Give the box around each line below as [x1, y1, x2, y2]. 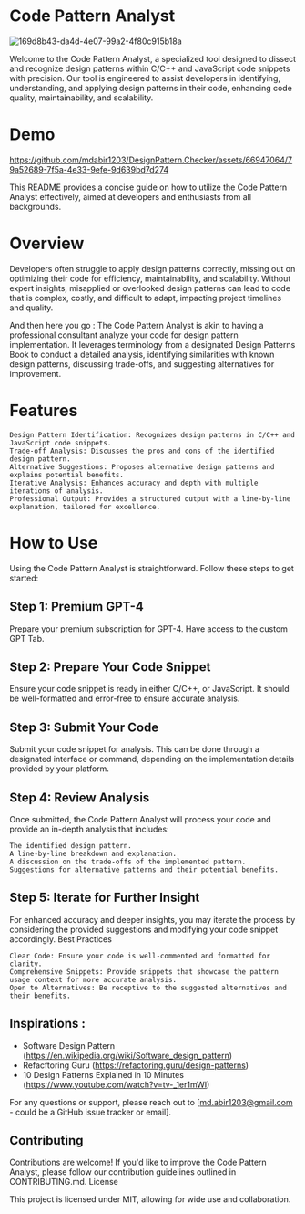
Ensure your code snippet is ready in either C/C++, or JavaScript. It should [9, 684, 290, 695]
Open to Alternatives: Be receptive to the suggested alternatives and [9, 983, 287, 992]
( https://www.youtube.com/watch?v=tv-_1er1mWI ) [22, 1079, 210, 1090]
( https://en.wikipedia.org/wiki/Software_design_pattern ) [22, 1050, 233, 1061]
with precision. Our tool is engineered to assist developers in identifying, [9, 72, 280, 83]
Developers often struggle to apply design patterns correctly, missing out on [9, 263, 296, 274]
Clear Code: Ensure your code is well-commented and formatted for [9, 951, 271, 960]
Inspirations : [9, 1016, 86, 1031]
